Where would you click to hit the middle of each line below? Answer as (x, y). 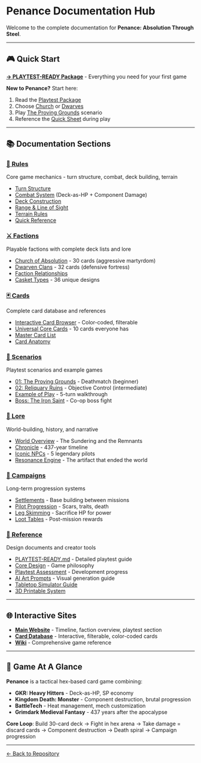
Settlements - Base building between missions (72, 500)
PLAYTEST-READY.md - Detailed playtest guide (74, 559)
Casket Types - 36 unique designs (57, 279)
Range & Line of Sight (42, 208)
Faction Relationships (41, 273)
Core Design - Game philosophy (54, 566)
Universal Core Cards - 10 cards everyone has (72, 329)
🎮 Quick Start (33, 59)
